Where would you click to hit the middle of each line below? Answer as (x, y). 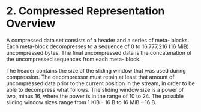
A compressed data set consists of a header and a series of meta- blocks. (98, 40)
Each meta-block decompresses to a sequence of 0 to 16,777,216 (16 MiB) (97, 46)
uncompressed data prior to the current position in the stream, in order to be (100, 83)
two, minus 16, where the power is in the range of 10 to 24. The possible (95, 96)
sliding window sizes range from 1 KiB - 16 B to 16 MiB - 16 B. (82, 102)
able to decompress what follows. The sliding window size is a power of (95, 89)
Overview (31, 24)
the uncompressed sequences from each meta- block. (73, 59)
